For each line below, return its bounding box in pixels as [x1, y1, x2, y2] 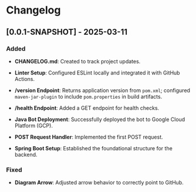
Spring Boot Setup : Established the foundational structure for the [14, 144, 173, 151]
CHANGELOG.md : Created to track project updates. [14, 58, 141, 65]
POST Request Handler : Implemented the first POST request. [14, 133, 163, 140]
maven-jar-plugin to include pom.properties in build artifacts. [14, 93, 163, 100]
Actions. [14, 75, 35, 82]
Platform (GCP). [14, 122, 53, 129]
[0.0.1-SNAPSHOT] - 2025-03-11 [6, 27, 128, 37]
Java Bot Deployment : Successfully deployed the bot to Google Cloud [14, 116, 185, 123]
